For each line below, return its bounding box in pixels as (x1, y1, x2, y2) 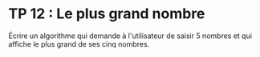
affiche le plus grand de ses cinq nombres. (8, 39, 150, 48)
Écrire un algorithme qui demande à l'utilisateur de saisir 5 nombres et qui (8, 31, 253, 40)
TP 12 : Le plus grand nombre (8, 5, 205, 23)
